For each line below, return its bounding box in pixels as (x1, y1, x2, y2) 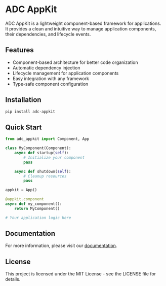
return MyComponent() (14, 206, 60, 211)
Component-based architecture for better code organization (12, 59, 138, 65)
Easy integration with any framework (12, 75, 90, 82)
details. (5, 276, 21, 282)
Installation (5, 95, 41, 104)
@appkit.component (5, 197, 44, 202)
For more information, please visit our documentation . (5, 242, 117, 249)
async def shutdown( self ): (14, 169, 71, 174)
